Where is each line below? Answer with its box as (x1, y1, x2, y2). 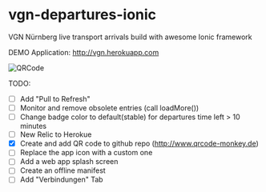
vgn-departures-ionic (8, 6, 157, 24)
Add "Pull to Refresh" (19, 94, 91, 103)
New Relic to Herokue (19, 130, 92, 139)
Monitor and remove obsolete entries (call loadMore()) (19, 103, 199, 113)
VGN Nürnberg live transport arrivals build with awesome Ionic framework (8, 32, 252, 42)
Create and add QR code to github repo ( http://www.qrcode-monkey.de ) (19, 138, 259, 149)
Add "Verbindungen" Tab (19, 174, 103, 185)
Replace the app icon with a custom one (19, 148, 153, 158)
